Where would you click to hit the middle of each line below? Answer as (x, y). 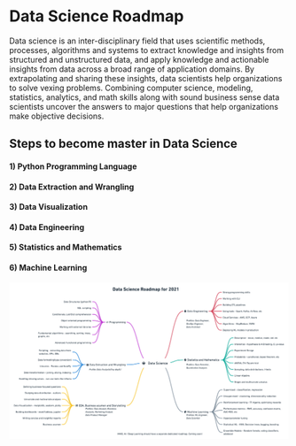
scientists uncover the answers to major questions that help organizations (144, 106)
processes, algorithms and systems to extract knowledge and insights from (147, 50)
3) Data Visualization (49, 207)
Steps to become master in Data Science (123, 144)
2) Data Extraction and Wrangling (72, 187)
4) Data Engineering (47, 227)
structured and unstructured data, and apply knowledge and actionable (139, 59)
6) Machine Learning (48, 267)
